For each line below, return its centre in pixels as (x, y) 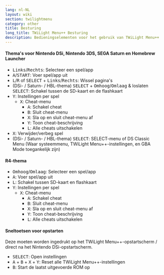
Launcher (15, 59)
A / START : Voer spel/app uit (40, 75)
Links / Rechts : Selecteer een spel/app (53, 70)
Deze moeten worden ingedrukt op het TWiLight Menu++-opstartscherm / (81, 242)
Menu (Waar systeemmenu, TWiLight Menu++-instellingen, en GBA (82, 144)
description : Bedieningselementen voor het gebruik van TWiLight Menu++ (82, 38)
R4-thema (16, 160)
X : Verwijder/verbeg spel (38, 134)
